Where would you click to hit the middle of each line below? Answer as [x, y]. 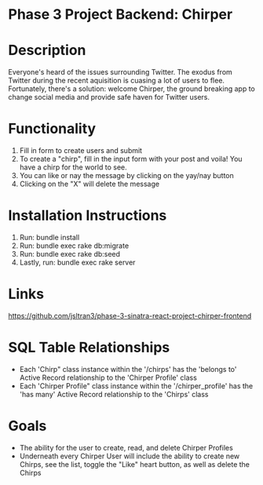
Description [47, 51]
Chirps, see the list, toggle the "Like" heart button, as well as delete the [134, 464]
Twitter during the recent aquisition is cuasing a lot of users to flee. [117, 81]
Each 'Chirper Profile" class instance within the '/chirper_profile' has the [136, 385]
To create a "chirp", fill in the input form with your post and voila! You [131, 159]
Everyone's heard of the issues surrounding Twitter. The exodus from [121, 72]
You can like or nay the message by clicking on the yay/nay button [126, 176]
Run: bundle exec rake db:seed [69, 254]
